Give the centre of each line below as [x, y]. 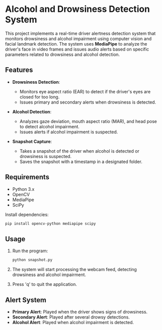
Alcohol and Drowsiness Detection [78, 9]
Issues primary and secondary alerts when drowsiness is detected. [88, 102]
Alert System [26, 300]
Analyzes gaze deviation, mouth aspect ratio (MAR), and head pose [88, 121]
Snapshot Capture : [32, 141]
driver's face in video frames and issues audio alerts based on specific [77, 49]
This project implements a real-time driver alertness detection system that [81, 33]
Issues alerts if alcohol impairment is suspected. [69, 132]
